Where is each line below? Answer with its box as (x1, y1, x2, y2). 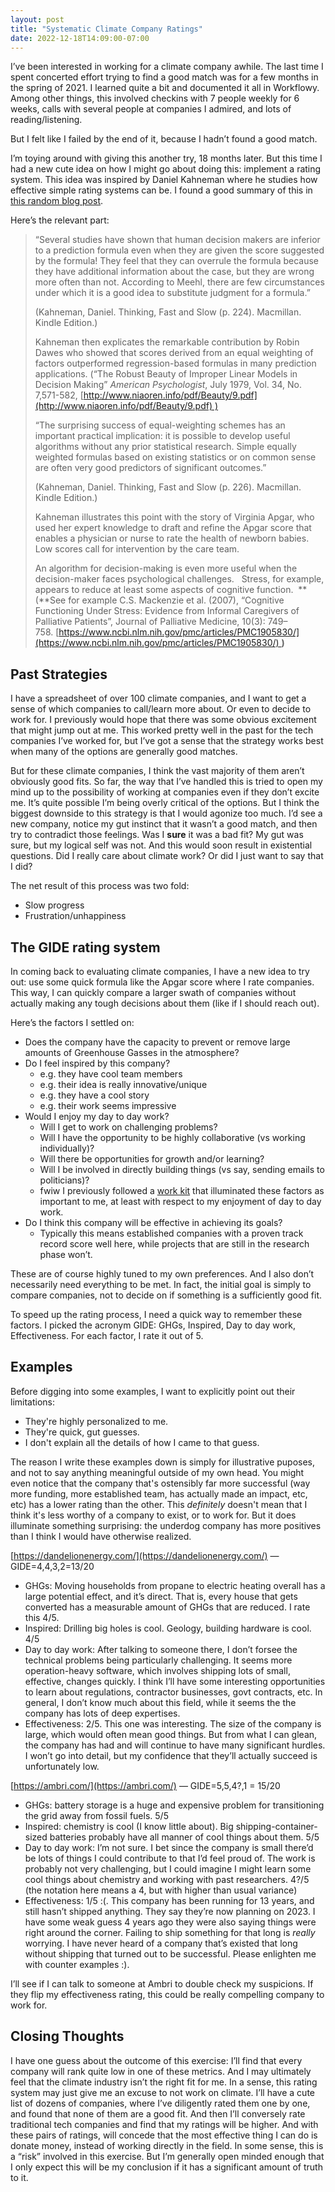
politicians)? (39, 1174, 90, 1186)
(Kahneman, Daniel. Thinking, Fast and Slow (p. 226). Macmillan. (34, 481, 302, 493)
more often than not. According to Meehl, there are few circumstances (34, 276, 325, 288)
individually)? (39, 1142, 95, 1154)
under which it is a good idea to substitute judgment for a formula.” (34, 287, 311, 299)
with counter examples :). (24, 1958, 130, 1970)
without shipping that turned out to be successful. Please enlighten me (24, 1947, 317, 1960)
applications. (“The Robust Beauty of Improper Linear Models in (34, 368, 298, 380)
